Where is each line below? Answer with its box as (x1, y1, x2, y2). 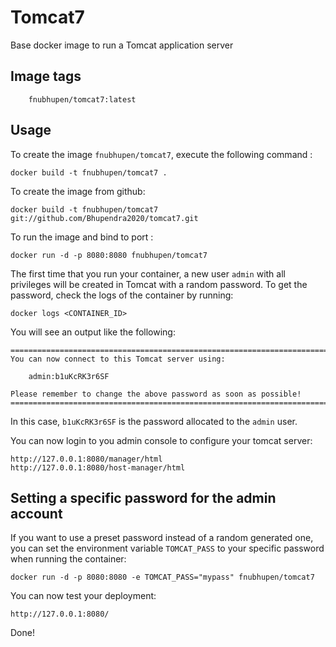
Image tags (10, 68, 82, 85)
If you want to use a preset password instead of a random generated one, (10, 532, 314, 544)
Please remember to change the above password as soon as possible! (10, 389, 302, 399)
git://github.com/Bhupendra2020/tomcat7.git (10, 213, 199, 223)
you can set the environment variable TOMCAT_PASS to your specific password (10, 542, 325, 555)
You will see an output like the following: (10, 326, 176, 338)
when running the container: (10, 553, 127, 565)
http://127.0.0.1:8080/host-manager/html (10, 462, 186, 473)
